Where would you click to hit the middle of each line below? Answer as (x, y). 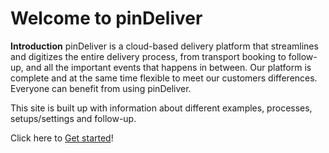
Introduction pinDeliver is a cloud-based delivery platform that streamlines (164, 46)
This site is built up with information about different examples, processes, (161, 108)
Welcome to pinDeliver (106, 18)
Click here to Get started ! (62, 138)
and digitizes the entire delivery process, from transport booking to (148, 56)
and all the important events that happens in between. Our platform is (168, 67)
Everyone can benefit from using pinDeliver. (101, 88)
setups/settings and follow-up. (73, 118)
